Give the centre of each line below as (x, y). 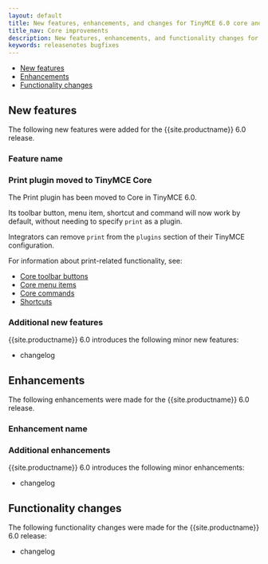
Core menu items (48, 285)
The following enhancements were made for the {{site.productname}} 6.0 (129, 399)
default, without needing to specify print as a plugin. (95, 221)
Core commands (47, 293)
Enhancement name (48, 429)
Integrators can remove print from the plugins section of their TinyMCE (126, 237)
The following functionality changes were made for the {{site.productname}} (134, 527)
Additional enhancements (59, 451)
